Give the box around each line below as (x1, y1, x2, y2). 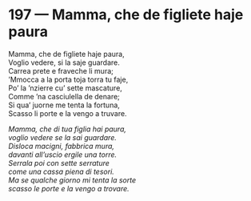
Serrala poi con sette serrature (8, 158, 110, 167)
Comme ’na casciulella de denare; (8, 91, 120, 101)
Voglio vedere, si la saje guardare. (8, 58, 120, 67)
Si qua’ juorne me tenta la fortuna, (8, 100, 120, 110)
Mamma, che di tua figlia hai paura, (8, 124, 126, 134)
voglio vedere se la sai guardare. (8, 132, 118, 142)
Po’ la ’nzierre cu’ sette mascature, (8, 82, 122, 93)
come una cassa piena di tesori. (8, 167, 114, 176)
